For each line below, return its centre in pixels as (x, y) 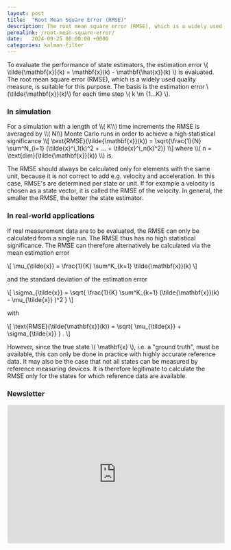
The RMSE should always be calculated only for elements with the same (109, 169)
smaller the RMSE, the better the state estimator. (75, 198)
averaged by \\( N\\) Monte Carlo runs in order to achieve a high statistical (111, 134)
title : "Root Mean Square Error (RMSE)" (67, 20)
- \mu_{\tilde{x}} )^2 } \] (40, 299)
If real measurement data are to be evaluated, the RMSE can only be (104, 231)
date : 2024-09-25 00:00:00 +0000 (58, 39)
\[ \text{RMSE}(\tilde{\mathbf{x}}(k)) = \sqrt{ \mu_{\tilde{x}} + (94, 326)
